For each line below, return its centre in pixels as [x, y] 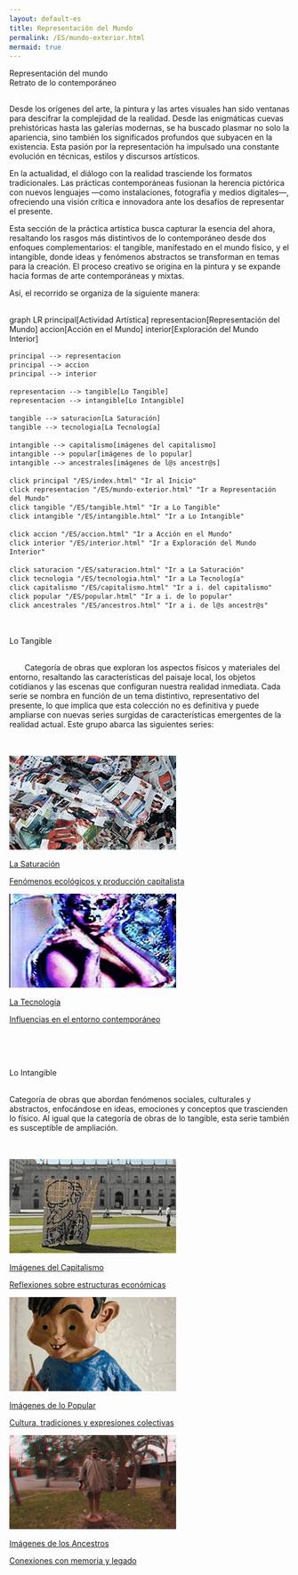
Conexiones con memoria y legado [73, 1561]
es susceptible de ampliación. [64, 1128]
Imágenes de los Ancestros [59, 1544]
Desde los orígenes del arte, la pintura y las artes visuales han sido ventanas [149, 109]
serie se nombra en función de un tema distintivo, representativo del [134, 696]
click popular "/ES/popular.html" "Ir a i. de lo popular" [121, 597]
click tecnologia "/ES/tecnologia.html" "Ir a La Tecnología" [127, 579]
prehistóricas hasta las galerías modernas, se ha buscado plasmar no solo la [149, 128]
